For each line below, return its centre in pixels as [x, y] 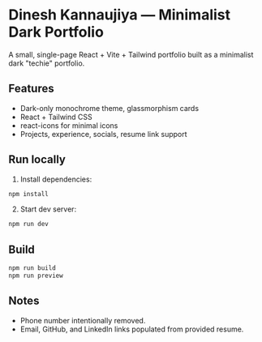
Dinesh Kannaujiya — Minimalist [120, 15]
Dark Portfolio [56, 32]
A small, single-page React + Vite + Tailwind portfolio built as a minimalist [131, 54]
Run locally [37, 160]
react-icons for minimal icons [69, 125]
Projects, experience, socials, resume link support [104, 134]
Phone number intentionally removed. [83, 320]
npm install [28, 194]
